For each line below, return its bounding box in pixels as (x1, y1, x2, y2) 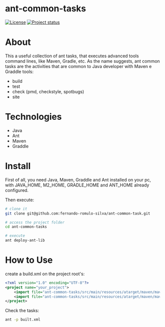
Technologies (5, 111, 62, 122)
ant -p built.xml (5, 317, 41, 322)
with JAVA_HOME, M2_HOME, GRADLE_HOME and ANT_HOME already (5, 182, 150, 188)
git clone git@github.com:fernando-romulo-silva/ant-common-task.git (5, 211, 151, 216)
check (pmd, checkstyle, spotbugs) (12, 88, 84, 94)
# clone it (5, 206, 27, 211)
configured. (5, 187, 28, 193)
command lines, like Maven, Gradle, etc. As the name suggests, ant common (5, 58, 160, 64)
